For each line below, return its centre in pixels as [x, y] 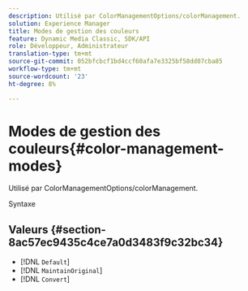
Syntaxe [22, 204]
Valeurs [28, 230]
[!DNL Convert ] [45, 279]
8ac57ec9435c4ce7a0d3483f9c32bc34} [116, 242]
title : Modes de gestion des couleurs [74, 31]
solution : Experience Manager [60, 24]
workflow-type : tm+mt [45, 69]
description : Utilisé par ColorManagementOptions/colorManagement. [125, 16]
